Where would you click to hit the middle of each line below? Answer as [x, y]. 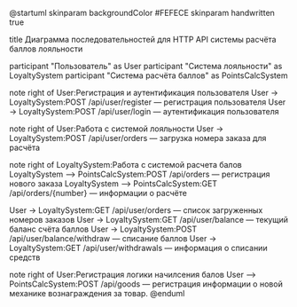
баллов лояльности [46, 49]
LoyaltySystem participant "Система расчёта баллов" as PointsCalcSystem [148, 75]
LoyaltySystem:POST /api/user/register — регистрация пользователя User [148, 102]
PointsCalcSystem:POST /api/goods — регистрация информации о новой [146, 284]
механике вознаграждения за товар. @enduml [97, 293]
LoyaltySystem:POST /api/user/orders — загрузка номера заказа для [138, 138]
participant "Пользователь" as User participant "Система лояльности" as [146, 66]
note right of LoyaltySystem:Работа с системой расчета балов [125, 165]
